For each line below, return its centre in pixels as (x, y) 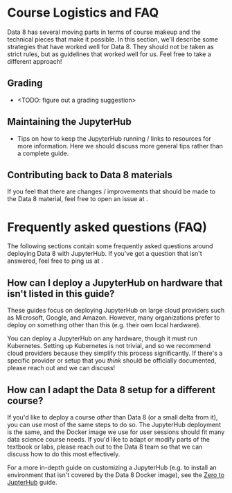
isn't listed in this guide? (61, 294)
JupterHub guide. (32, 482)
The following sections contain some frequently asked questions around (110, 246)
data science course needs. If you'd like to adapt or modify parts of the (108, 439)
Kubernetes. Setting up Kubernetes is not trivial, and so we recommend (109, 346)
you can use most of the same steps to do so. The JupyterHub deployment (114, 424)
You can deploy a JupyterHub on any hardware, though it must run (102, 338)
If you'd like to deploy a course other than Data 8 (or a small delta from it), (113, 417)
